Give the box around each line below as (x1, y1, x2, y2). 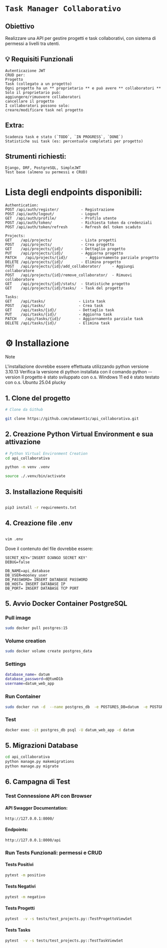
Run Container (5, 693, 41, 700)
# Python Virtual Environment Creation (5, 451, 88, 456)
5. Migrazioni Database (5, 741, 79, 750)
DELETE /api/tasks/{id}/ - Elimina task (5, 321, 110, 326)
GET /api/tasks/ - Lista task (5, 299, 106, 304)
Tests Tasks (5, 927, 31, 933)
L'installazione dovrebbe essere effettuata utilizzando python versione (5, 363, 149, 369)
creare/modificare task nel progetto (5, 107, 83, 112)
